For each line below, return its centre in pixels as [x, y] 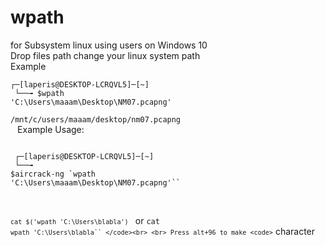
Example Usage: [51, 129]
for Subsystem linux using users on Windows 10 [109, 45]
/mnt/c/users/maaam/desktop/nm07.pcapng [96, 119]
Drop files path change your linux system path [105, 55]
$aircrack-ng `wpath [53, 174]
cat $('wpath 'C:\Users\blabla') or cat [85, 220]
